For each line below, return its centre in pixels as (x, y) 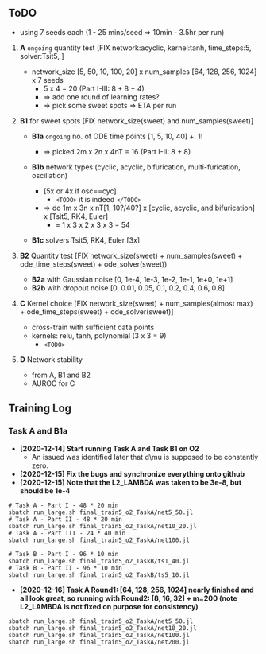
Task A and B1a (38, 431)
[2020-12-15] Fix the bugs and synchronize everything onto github (132, 473)
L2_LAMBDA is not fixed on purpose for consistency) (109, 606)
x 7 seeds (47, 80)
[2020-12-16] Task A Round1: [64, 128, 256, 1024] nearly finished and (137, 590)
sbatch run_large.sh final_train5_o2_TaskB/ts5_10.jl (99, 575)
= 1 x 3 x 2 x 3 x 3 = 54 (93, 224)
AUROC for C (53, 383)
